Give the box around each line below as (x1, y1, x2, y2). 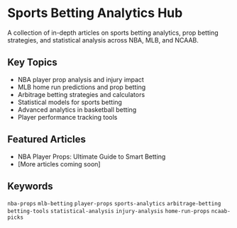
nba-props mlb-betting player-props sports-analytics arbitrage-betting (7, 200, 221, 207)
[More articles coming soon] (17, 159, 101, 168)
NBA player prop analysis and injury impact (17, 75, 144, 84)
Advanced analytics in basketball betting (17, 105, 137, 114)
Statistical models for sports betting (17, 98, 123, 106)
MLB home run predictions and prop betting (17, 83, 146, 91)
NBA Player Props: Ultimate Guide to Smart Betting (17, 152, 166, 161)
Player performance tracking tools (17, 113, 118, 121)
